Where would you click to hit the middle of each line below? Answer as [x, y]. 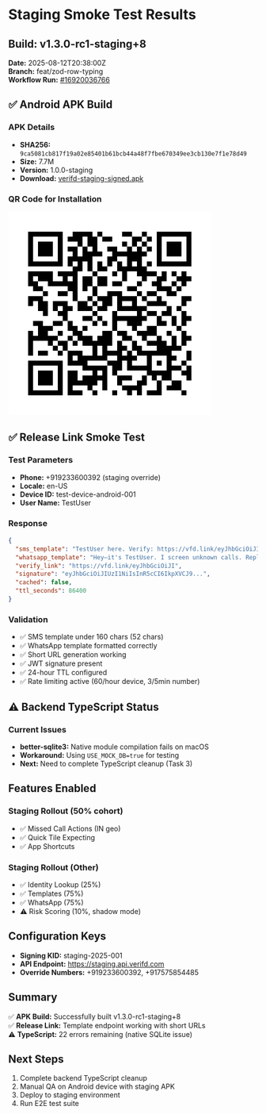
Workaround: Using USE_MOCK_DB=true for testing [99, 755]
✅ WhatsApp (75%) [52, 902]
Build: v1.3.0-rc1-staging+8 [77, 44]
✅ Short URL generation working [73, 655]
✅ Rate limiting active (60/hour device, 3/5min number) [110, 682]
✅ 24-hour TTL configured [63, 673]
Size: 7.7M [37, 161]
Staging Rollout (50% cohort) [66, 811]
